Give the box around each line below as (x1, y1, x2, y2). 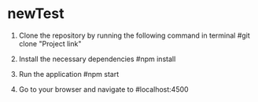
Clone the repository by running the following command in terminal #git (18, 31, 251, 40)
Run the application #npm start (18, 69, 120, 78)
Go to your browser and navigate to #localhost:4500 (18, 84, 190, 94)
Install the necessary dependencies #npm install (18, 54, 176, 64)
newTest (7, 5, 64, 23)
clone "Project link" (18, 38, 82, 48)
